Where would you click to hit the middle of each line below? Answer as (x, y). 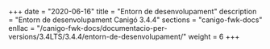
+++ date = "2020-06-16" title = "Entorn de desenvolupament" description (133, 11)
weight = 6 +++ (214, 36)
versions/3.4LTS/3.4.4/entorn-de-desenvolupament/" (98, 36)
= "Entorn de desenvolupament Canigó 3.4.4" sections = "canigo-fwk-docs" (135, 20)
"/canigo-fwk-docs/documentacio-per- (102, 28)
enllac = (22, 28)
